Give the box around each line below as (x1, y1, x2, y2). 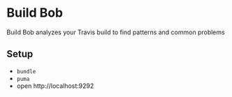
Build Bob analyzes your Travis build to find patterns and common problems (6, 28, 225, 36)
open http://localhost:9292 (16, 82, 94, 90)
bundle (16, 68, 36, 75)
